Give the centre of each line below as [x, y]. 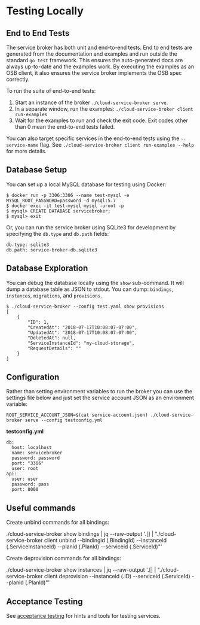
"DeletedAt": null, [52, 338]
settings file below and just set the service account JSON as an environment [100, 398]
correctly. [18, 79]
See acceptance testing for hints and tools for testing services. [84, 616]
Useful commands [41, 508]
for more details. [26, 151]
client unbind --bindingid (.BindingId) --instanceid [105, 541]
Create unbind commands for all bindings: [58, 523]
